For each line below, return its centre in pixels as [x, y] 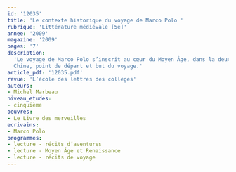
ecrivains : [23, 125]
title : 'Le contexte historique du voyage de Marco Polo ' [96, 20]
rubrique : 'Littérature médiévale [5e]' [67, 27]
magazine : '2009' [33, 40]
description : [26, 53]
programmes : [25, 138]
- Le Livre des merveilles [47, 118]
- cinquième [25, 105]
